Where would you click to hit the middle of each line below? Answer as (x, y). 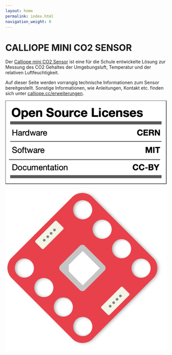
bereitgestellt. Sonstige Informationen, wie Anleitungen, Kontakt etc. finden (84, 88)
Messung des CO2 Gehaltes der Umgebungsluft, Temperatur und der (78, 67)
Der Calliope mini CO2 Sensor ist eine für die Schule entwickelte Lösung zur (85, 62)
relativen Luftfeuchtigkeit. (32, 73)
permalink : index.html (29, 16)
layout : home (19, 11)
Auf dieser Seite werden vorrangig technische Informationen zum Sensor (82, 82)
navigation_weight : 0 (28, 22)
